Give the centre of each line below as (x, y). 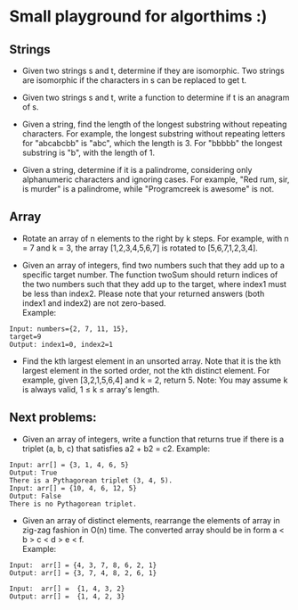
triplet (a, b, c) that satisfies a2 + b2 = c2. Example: (116, 449)
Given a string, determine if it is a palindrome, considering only (137, 170)
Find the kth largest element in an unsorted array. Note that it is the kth (152, 361)
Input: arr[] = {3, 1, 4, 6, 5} (69, 465)
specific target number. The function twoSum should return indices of (150, 275)
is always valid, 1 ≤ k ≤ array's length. (91, 389)
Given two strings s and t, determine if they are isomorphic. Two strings (153, 70)
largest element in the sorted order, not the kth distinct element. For (146, 370)
